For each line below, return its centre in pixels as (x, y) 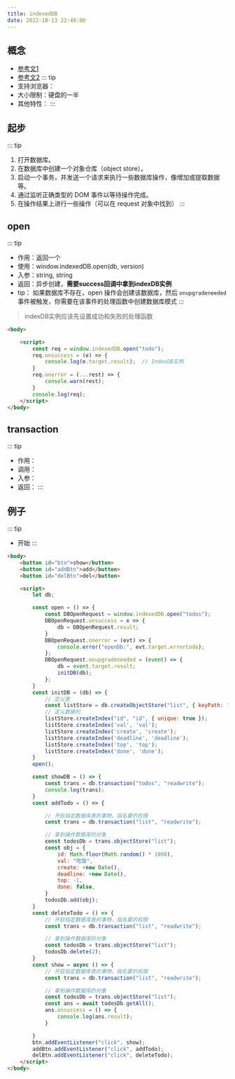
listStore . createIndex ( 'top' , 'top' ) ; (101, 744)
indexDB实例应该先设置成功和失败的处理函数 (88, 316)
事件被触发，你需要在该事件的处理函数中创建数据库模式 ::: (100, 301)
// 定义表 (57, 699)
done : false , (76, 887)
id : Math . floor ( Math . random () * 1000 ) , (115, 854)
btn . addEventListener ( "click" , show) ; (89, 1043)
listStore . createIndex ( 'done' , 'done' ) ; (104, 751)
